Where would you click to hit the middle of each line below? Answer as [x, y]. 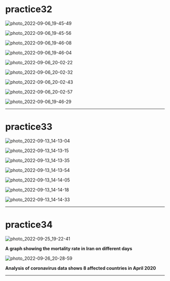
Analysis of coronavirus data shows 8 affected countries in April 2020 [81, 268]
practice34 [29, 225]
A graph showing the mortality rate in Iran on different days [69, 248]
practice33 [29, 127]
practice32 [29, 9]
